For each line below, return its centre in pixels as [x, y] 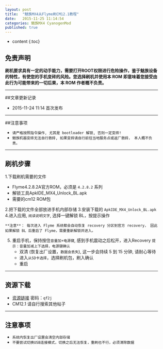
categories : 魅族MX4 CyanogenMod [38, 23]
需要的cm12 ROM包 [31, 199]
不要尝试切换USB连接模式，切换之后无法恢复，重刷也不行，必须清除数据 [73, 343]
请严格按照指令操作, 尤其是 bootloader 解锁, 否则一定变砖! [67, 133]
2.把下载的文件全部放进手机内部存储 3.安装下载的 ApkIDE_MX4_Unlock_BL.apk [81, 209]
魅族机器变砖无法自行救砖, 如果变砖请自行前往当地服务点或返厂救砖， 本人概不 [80, 138]
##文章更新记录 [21, 97]
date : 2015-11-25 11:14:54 [34, 18]
